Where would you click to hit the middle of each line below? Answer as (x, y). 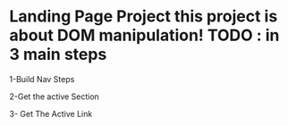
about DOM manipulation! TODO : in (144, 35)
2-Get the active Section (55, 97)
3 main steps (58, 55)
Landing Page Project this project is (144, 17)
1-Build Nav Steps (42, 79)
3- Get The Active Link (51, 113)
